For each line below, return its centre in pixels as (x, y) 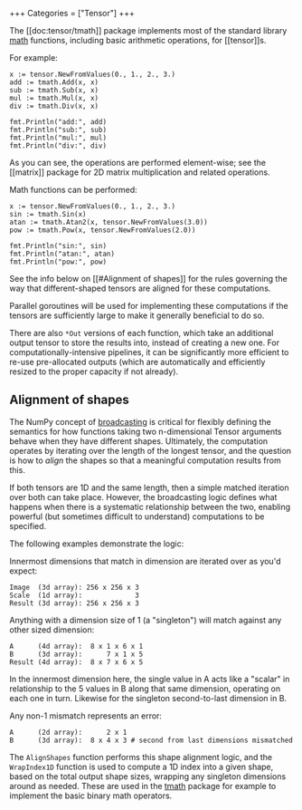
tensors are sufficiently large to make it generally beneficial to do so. (137, 315)
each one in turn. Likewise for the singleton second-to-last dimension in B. (148, 698)
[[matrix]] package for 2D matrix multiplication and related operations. (140, 172)
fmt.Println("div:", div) (58, 146)
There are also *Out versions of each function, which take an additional (142, 333)
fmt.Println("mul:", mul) (58, 138)
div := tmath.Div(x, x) (54, 106)
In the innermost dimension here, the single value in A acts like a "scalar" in (150, 679)
